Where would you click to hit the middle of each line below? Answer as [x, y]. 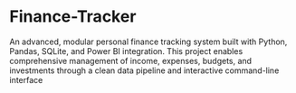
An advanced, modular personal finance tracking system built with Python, [148, 42]
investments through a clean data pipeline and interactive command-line [144, 70]
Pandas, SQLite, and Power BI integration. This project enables [126, 51]
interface [26, 79]
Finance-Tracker [73, 17]
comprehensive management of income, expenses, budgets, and [130, 60]
